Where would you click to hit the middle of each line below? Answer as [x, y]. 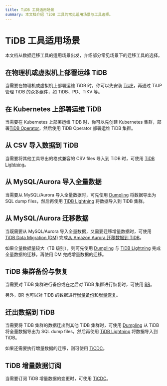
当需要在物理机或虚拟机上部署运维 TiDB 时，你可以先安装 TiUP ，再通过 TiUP [84, 86]
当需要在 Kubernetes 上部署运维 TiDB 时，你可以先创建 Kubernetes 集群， [81, 122]
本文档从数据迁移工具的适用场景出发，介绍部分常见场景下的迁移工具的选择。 [84, 55]
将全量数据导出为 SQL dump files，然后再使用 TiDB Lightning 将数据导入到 [82, 332]
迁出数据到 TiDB [30, 312]
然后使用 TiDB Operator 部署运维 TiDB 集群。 [89, 128]
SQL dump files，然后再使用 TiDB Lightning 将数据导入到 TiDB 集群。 [76, 201]
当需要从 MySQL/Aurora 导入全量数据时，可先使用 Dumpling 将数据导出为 [81, 194]
